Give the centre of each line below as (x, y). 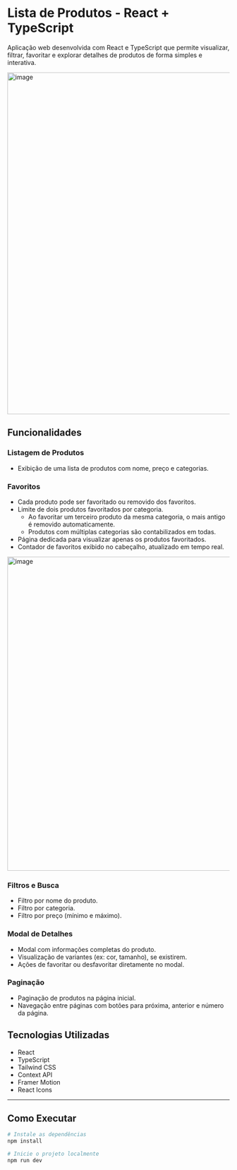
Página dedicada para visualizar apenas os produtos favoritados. (112, 539)
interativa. (22, 62)
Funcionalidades (45, 433)
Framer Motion (39, 1082)
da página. (33, 1013)
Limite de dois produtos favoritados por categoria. (90, 509)
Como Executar (42, 1119)
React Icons (35, 1090)
